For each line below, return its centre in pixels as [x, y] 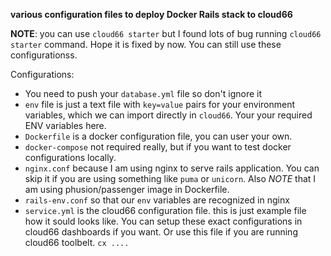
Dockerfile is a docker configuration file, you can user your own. [158, 136]
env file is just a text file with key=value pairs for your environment [160, 104]
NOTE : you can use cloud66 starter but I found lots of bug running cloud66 [166, 33]
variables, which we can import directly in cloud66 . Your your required [168, 115]
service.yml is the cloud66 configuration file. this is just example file [165, 210]
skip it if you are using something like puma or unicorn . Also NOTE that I [170, 178]
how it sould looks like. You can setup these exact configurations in [163, 221]
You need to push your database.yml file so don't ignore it [143, 93]
